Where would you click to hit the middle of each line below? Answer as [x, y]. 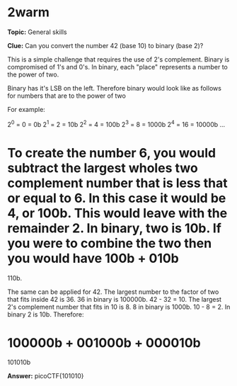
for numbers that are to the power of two [67, 96]
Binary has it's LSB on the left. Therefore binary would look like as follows [114, 88]
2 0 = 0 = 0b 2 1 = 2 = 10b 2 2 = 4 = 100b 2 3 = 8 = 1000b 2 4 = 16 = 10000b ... [116, 123]
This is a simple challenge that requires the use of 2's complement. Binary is [118, 59]
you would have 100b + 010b [93, 258]
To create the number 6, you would [112, 153]
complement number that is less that [117, 183]
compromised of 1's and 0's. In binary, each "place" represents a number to [118, 67]
